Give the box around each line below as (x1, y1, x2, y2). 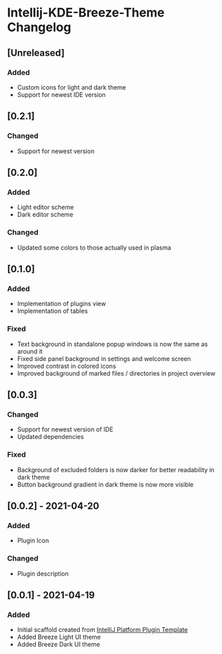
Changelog (7, 19, 71, 35)
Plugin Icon (16, 536, 49, 545)
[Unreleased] (7, 47, 65, 59)
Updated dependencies (16, 433, 85, 441)
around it (16, 347, 43, 356)
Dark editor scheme (16, 210, 74, 218)
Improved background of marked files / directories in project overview (16, 369, 216, 377)
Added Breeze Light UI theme (16, 633, 101, 642)
